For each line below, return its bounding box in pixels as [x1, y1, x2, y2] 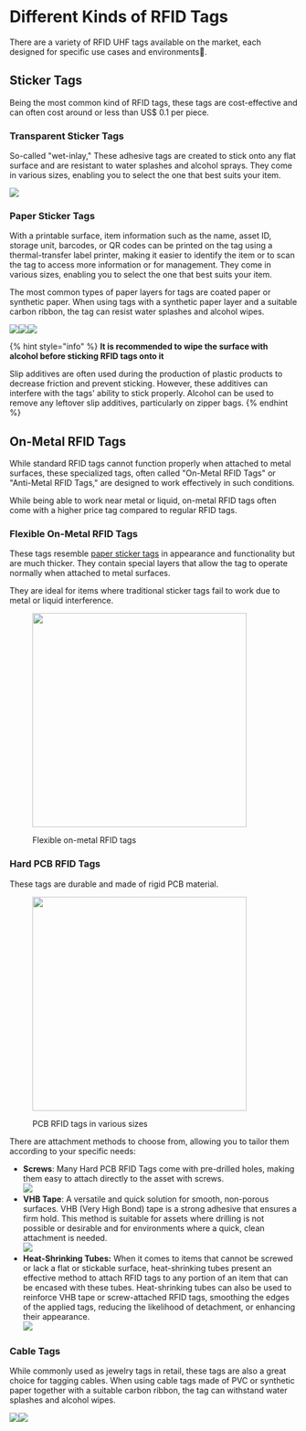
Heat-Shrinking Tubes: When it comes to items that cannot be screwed [22, 1253, 294, 1264]
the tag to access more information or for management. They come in [9, 259, 271, 270]
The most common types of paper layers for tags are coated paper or [9, 287, 271, 298]
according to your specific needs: [9, 1145, 136, 1156]
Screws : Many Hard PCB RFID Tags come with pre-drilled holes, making [22, 1163, 295, 1174]
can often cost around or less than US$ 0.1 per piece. [9, 107, 210, 118]
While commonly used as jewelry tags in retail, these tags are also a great [9, 1365, 287, 1376]
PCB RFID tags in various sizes [32, 1118, 148, 1129]
